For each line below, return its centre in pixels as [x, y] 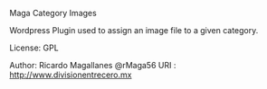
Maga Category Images [53, 13]
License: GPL [34, 48]
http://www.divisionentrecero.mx [71, 75]
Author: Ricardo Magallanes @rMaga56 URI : [93, 65]
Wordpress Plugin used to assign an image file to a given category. [134, 30]
